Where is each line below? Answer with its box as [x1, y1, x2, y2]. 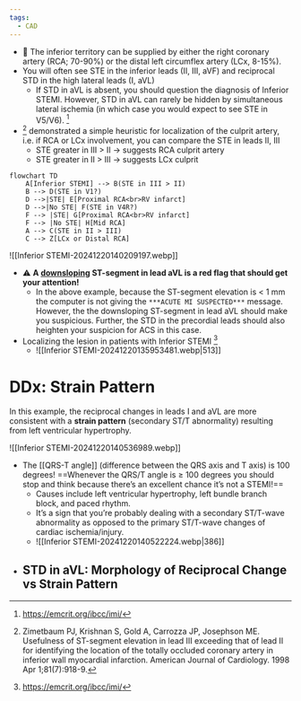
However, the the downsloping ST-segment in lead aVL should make [35, 305, 288, 316]
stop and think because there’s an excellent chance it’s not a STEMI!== [21, 479, 284, 490]
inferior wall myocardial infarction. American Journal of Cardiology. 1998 [21, 654, 290, 665]
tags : [9, 13, 30, 22]
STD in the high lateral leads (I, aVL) [21, 74, 155, 85]
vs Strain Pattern [21, 576, 118, 591]
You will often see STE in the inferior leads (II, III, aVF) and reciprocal [21, 65, 275, 76]
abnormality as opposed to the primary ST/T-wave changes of [35, 517, 266, 528]
